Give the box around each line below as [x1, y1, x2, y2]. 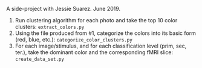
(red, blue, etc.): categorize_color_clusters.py [15, 36, 133, 43]
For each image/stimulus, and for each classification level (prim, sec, [15, 42, 187, 49]
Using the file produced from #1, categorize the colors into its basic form [15, 29, 197, 37]
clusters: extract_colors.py [15, 23, 85, 30]
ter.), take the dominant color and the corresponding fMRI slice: [15, 49, 174, 56]
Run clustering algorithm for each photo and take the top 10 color [15, 17, 178, 23]
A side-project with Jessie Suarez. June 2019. [6, 5, 121, 12]
